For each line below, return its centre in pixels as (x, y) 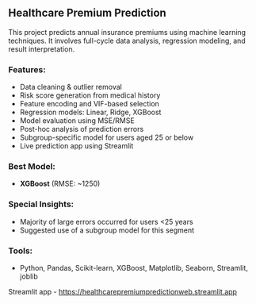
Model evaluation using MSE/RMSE (77, 121)
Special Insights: (41, 204)
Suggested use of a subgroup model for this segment (107, 230)
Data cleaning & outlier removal (71, 87)
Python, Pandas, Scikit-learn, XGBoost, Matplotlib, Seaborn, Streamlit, (134, 268)
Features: (27, 69)
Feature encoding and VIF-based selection (90, 104)
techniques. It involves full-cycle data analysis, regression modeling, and (127, 40)
